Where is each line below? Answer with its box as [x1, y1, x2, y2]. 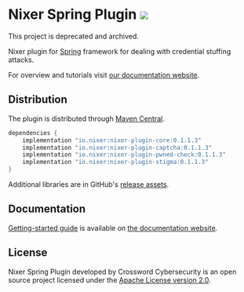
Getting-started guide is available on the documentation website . [8, 223, 218, 232]
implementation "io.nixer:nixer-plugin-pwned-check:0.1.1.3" [22, 151, 226, 159]
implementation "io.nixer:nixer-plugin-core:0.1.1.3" [22, 136, 202, 144]
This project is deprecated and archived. [8, 31, 140, 41]
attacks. [8, 55, 35, 64]
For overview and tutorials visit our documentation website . [8, 70, 200, 79]
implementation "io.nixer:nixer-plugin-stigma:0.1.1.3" [22, 159, 209, 166]
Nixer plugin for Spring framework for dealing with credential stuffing [8, 46, 231, 56]
